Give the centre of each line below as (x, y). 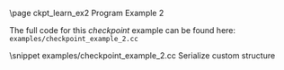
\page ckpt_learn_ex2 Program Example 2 (87, 13)
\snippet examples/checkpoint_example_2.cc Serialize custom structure (142, 56)
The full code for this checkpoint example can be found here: (123, 30)
